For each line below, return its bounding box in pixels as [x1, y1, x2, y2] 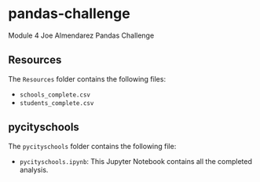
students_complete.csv [19, 99, 94, 107]
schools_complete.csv [19, 91, 90, 99]
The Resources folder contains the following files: [8, 74, 167, 83]
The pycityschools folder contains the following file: [8, 141, 177, 151]
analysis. [19, 165, 49, 174]
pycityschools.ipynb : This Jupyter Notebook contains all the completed [19, 156, 253, 166]
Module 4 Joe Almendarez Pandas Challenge [8, 31, 155, 40]
